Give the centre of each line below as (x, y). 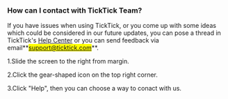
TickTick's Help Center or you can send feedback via (83, 40)
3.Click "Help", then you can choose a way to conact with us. (95, 89)
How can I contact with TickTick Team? (75, 10)
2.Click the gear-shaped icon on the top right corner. (83, 75)
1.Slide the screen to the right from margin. (68, 61)
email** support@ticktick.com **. (53, 48)
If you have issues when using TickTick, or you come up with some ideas (112, 26)
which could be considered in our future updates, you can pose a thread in (114, 33)
